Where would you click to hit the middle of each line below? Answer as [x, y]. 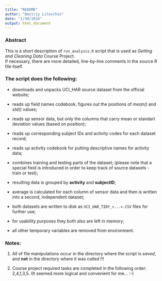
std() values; [24, 109]
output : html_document [28, 23]
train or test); [25, 173]
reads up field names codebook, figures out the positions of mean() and [84, 104]
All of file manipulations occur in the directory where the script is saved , [84, 254]
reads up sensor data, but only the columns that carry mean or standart [83, 119]
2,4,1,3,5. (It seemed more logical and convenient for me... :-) [73, 274]
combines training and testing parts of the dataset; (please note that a [82, 162]
